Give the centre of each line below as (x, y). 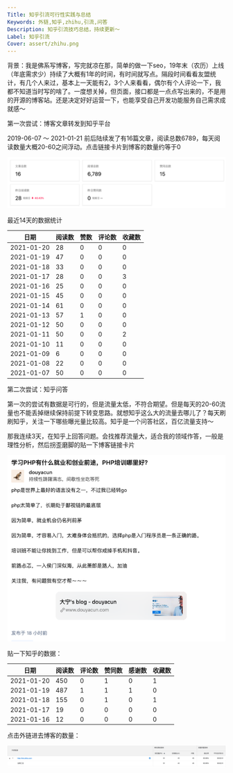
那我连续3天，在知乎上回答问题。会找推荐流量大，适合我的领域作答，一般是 (115, 436)
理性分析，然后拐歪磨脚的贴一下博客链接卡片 (71, 445)
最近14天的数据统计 (35, 220)
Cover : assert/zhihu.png (43, 44)
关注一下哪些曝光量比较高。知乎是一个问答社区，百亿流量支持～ (122, 421)
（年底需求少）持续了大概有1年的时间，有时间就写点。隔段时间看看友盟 (109, 74)
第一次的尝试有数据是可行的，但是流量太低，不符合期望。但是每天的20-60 (113, 404)
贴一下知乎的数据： (35, 654)
